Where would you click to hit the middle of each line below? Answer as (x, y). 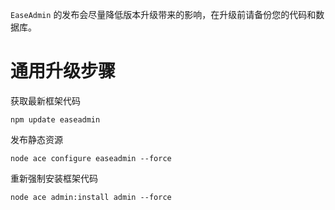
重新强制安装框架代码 (54, 178)
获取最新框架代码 (45, 100)
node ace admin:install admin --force (91, 197)
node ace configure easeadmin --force (91, 158)
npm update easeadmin (55, 119)
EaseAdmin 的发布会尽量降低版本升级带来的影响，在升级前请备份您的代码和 (163, 14)
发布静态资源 (36, 139)
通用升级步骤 (63, 71)
